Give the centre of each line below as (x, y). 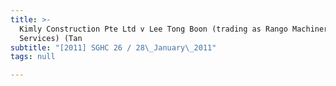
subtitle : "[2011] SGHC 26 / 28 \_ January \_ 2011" (113, 47)
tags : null (33, 57)
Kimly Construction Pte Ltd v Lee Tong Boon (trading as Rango (153, 29)
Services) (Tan (51, 38)
